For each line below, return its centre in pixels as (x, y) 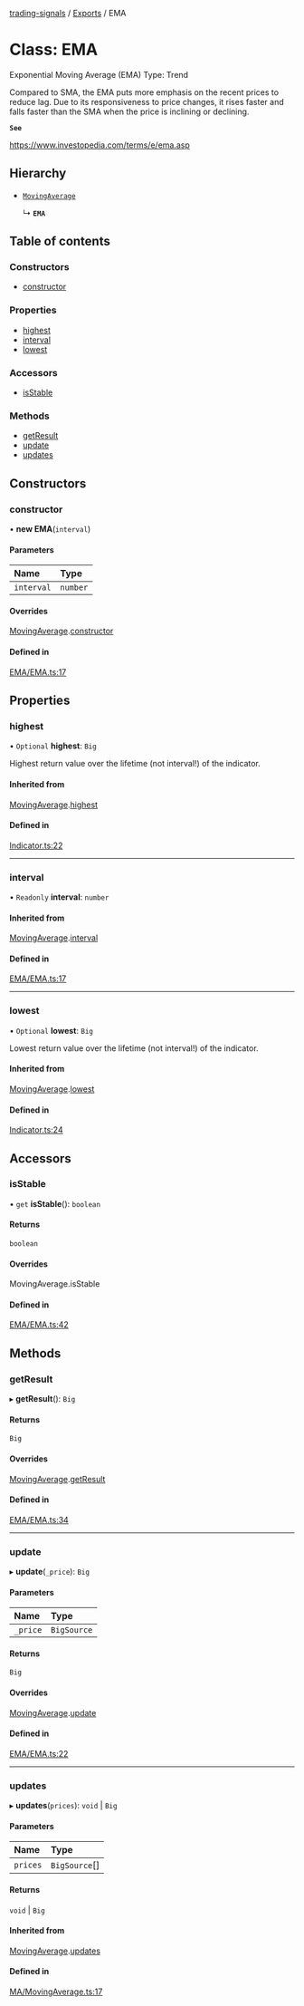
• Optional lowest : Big (51, 1030)
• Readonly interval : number (59, 897)
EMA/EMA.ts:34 (39, 1519)
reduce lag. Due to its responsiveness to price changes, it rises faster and (147, 101)
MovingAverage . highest (53, 805)
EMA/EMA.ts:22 (39, 1753)
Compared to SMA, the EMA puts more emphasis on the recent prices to (144, 92)
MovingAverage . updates (55, 1951)
